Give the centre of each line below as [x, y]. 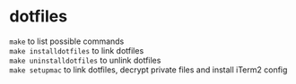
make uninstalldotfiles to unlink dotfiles [85, 60]
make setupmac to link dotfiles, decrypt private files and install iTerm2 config [148, 70]
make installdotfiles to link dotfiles [77, 50]
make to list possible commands [67, 41]
